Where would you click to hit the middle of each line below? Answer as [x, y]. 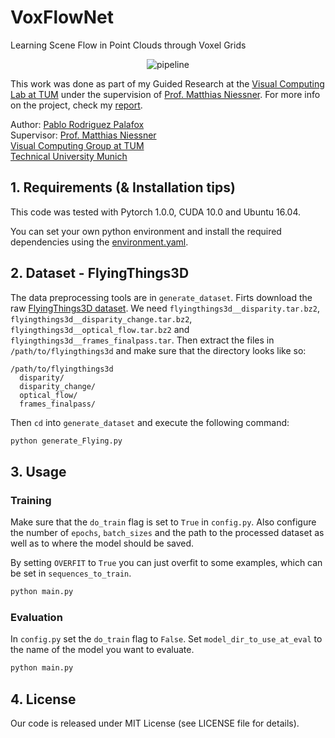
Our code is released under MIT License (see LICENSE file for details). [155, 723]
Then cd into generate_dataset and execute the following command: [150, 422]
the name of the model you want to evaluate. [102, 650]
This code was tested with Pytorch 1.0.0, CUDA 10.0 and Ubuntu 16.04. [156, 212]
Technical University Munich [69, 156]
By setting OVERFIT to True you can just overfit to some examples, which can [166, 563]
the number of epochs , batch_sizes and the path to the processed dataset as [167, 533]
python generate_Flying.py [66, 441]
